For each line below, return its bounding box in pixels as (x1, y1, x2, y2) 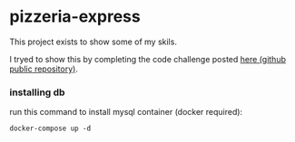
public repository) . (9, 63, 79, 74)
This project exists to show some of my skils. (9, 36, 177, 47)
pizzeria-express (9, 6, 141, 27)
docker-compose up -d (9, 124, 92, 133)
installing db (9, 86, 65, 99)
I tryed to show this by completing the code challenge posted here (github (9, 53, 286, 64)
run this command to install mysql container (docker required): (9, 107, 243, 118)
